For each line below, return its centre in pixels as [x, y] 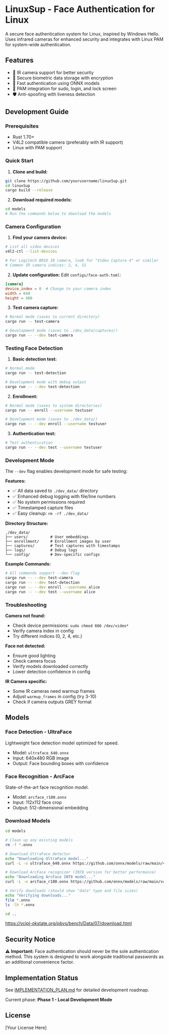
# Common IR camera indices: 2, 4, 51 [46, 265]
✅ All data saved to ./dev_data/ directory [55, 491]
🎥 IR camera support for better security [53, 72]
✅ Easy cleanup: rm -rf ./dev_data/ [51, 513]
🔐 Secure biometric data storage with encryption [63, 78]
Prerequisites [22, 126]
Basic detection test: [34, 359]
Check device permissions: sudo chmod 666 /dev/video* [71, 625]
